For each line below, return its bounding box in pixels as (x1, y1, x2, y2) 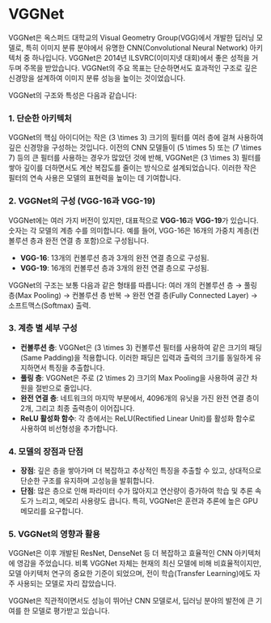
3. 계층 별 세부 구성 (8, 322, 78, 334)
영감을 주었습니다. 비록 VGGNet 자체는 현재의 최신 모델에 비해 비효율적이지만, (16, 558, 262, 568)
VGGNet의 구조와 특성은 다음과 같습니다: (8, 90, 138, 100)
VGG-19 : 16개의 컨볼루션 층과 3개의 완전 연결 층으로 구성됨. (19, 262, 210, 272)
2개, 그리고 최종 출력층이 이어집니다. (19, 403, 135, 413)
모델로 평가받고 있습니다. (32, 606, 111, 616)
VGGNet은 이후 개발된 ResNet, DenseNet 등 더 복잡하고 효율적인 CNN (8, 548, 233, 558)
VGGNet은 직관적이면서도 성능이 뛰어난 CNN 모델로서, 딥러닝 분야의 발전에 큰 (8, 596, 254, 606)
